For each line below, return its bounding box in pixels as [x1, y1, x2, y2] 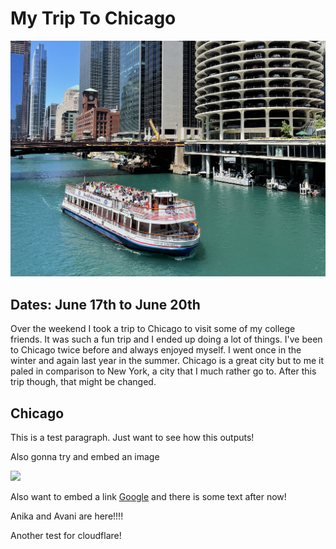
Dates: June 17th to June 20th [10, 296, 201, 313]
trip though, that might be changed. [10, 376, 157, 388]
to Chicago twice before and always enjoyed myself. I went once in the [10, 344, 302, 356]
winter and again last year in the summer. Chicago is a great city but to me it [10, 355, 325, 367]
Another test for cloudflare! [10, 530, 122, 542]
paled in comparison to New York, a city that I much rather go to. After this [10, 365, 317, 377]
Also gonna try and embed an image [10, 451, 160, 463]
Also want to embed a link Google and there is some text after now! [10, 491, 287, 503]
